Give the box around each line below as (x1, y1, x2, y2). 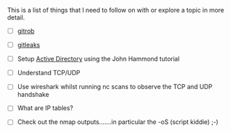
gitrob (17, 27, 35, 35)
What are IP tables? (17, 104, 74, 112)
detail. (7, 13, 26, 22)
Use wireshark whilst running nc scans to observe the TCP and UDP (17, 83, 213, 91)
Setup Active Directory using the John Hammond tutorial (17, 55, 180, 63)
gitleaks (17, 41, 40, 49)
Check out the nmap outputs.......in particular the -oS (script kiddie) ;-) (17, 118, 219, 126)
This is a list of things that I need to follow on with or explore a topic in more (7, 6, 225, 14)
